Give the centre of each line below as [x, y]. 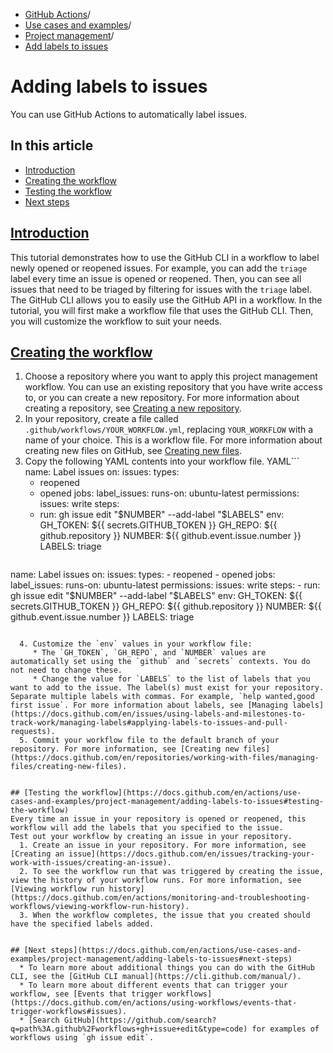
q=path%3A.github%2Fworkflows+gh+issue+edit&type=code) [129, 1029]
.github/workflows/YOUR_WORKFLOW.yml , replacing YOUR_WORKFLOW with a [169, 430]
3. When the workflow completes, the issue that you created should [165, 915]
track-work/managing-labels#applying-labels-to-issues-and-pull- [149, 723]
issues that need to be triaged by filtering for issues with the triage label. [161, 289]
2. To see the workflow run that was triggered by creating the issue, [172, 872]
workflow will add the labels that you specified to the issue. [147, 828]
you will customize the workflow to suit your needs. [116, 321]
